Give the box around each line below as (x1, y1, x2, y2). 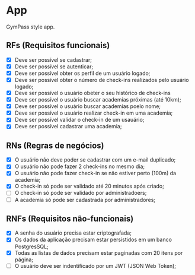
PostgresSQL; (14, 243, 49, 250)
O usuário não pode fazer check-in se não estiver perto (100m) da (14, 170, 177, 177)
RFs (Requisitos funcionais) (6, 40, 110, 50)
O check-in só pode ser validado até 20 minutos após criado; (14, 182, 164, 190)
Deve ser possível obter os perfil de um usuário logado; (14, 69, 151, 77)
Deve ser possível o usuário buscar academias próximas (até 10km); (14, 96, 182, 103)
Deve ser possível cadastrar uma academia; (14, 123, 122, 130)
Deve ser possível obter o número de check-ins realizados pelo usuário (14, 76, 189, 83)
